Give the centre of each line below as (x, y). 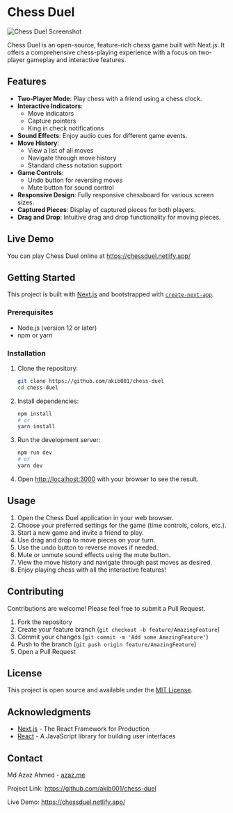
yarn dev (30, 466)
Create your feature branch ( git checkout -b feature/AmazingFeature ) (119, 629)
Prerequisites (30, 312)
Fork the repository (45, 622)
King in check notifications (66, 128)
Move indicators (51, 113)
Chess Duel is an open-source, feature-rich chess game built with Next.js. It (116, 45)
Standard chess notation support (75, 165)
